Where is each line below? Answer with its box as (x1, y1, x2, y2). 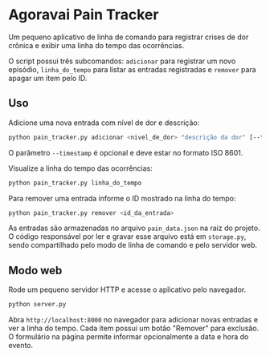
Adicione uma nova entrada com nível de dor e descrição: (8, 118, 200, 127)
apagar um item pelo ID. (8, 73, 88, 83)
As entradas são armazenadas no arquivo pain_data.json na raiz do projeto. (8, 223, 260, 233)
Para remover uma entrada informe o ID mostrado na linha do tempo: (8, 193, 236, 203)
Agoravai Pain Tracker (8, 6, 159, 24)
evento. (8, 341, 34, 350)
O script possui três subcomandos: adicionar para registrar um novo (8, 56, 236, 66)
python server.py (8, 301, 67, 309)
